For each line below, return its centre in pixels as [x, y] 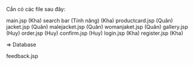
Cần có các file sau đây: [36, 9]
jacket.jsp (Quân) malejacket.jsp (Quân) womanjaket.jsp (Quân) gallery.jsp [97, 27]
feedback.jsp [22, 56]
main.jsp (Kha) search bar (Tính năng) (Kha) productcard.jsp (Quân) [90, 20]
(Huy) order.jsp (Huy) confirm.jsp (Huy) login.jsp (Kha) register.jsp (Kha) [95, 33]
